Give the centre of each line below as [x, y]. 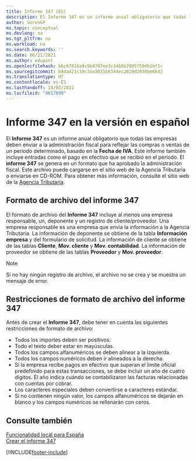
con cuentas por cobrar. [43, 384]
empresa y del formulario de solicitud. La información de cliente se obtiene [96, 239]
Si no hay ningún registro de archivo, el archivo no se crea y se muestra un [96, 274]
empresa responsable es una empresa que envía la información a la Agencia [98, 227]
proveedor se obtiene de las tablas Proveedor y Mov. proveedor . [85, 252]
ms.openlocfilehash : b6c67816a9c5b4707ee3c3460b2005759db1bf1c [85, 66]
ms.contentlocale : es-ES [36, 83]
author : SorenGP [26, 22]
